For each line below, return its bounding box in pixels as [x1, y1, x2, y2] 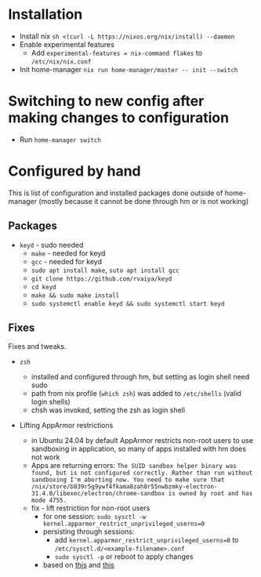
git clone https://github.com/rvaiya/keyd [31, 274, 172, 283]
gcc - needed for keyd [31, 256, 103, 266]
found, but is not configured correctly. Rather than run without [31, 469, 253, 477]
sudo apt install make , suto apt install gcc [31, 265, 180, 274]
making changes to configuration [8, 109, 230, 127]
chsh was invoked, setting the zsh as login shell [31, 405, 186, 415]
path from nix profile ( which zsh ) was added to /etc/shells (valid [31, 389, 241, 398]
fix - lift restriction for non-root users [31, 503, 150, 513]
